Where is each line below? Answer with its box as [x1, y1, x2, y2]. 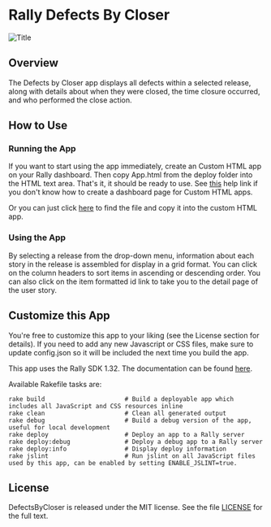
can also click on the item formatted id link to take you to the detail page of [8, 277, 258, 286]
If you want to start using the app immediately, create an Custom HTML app [8, 161, 262, 172]
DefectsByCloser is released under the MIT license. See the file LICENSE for [8, 503, 263, 512]
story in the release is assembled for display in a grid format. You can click [8, 259, 258, 269]
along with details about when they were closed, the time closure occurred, [8, 86, 260, 96]
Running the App [8, 143, 76, 155]
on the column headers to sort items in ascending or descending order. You [8, 268, 261, 277]
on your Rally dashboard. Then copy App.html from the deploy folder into [8, 170, 253, 180]
